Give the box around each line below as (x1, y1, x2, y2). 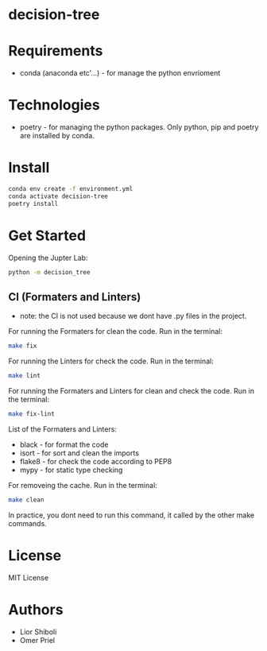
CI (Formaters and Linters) (8, 290, 141, 304)
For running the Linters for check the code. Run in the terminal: (8, 356, 215, 366)
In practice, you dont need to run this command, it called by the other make (8, 510, 255, 520)
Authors (8, 600, 64, 618)
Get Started (8, 227, 86, 244)
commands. (8, 518, 48, 528)
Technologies (8, 96, 101, 114)
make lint (8, 372, 41, 380)
